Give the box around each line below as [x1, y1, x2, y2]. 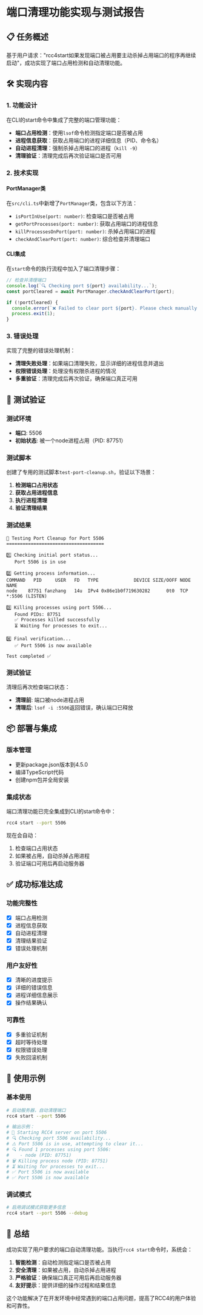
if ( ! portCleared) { [6, 299, 59, 305]
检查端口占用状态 [15, 844, 58, 852]
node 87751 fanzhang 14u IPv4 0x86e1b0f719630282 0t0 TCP [6, 588, 188, 594]
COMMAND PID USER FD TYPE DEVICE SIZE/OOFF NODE [6, 577, 191, 583]
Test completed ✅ [6, 653, 52, 659]
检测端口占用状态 [15, 481, 58, 489]
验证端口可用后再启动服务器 [15, 859, 85, 867]
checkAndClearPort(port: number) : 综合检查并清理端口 [15, 235, 150, 242]
